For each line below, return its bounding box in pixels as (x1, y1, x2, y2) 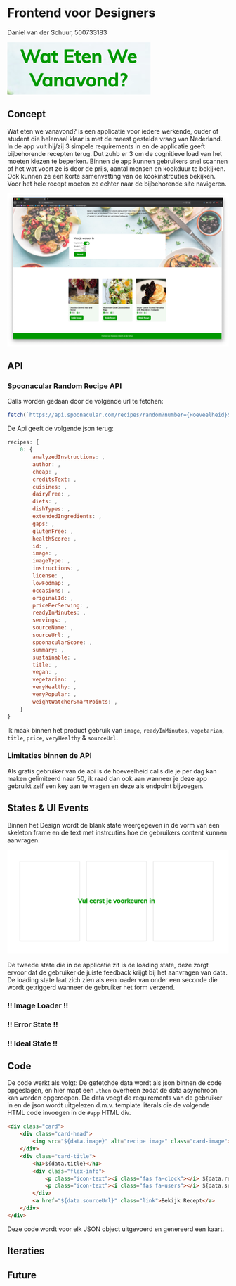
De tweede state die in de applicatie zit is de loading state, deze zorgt (7, 960, 209, 969)
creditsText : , (32, 476, 77, 483)
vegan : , (32, 669, 58, 676)
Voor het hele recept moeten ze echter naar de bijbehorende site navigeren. (7, 179, 227, 188)
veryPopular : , (32, 691, 77, 698)
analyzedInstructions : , (32, 454, 105, 461)
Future (7, 1269, 37, 1281)
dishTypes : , (32, 506, 71, 513)
